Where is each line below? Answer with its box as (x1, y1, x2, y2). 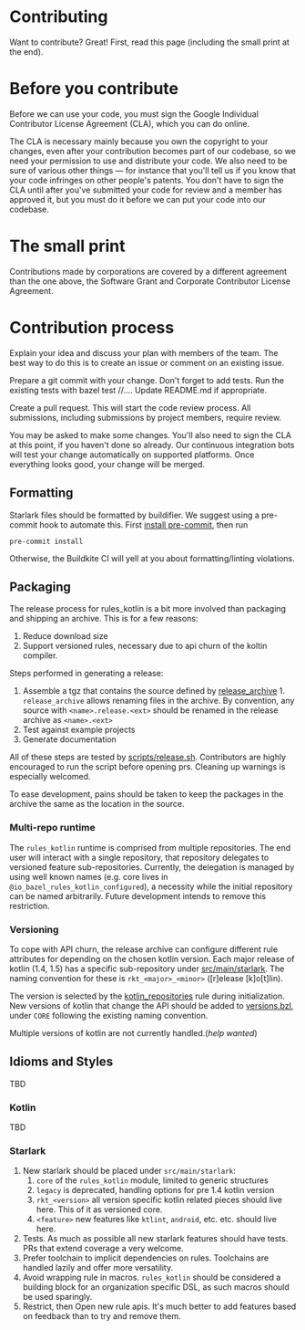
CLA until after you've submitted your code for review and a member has (9, 184, 282, 195)
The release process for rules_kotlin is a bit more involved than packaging (9, 603, 287, 614)
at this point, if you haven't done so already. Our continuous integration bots (9, 439, 295, 450)
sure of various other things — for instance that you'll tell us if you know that (9, 164, 296, 175)
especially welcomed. (9, 771, 91, 782)
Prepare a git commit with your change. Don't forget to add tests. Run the (9, 374, 285, 385)
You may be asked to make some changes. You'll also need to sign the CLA (9, 429, 291, 440)
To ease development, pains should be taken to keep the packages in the (9, 789, 284, 800)
